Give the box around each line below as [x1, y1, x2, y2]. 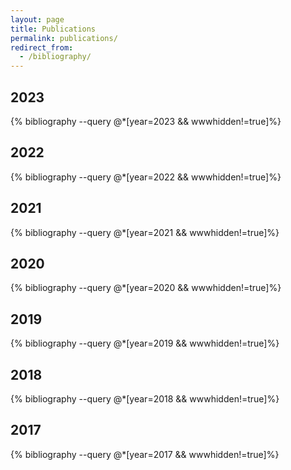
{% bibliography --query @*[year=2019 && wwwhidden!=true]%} [10, 337, 280, 350]
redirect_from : [10, 42, 74, 53]
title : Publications [10, 24, 97, 34]
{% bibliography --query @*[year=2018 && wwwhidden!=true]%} [10, 393, 280, 405]
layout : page [10, 14, 65, 25]
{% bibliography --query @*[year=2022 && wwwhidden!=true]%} [10, 171, 282, 183]
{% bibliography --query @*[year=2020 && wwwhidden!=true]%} [10, 282, 282, 294]
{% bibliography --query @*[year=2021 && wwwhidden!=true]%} [10, 226, 280, 238]
